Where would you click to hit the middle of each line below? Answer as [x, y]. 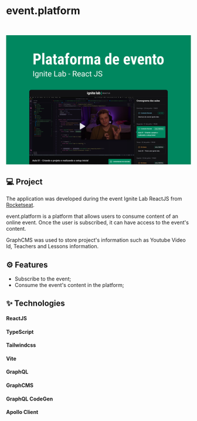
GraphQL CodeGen [30, 399]
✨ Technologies [36, 304]
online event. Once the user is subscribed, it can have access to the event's [98, 223]
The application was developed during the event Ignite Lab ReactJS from [94, 199]
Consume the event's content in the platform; [69, 285]
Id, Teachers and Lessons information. [52, 247]
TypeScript [20, 331]
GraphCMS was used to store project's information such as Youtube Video [96, 240]
